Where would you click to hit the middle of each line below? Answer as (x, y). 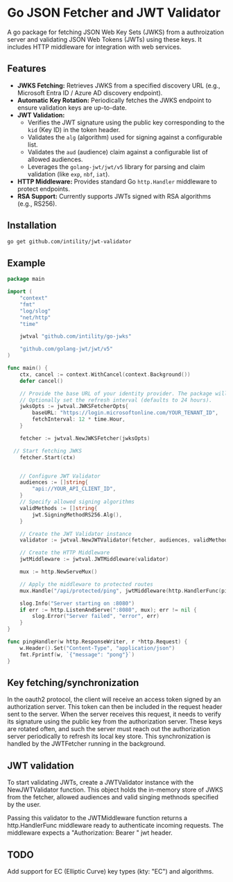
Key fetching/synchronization (73, 683)
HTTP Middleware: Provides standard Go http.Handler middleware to (117, 181)
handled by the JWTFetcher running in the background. (86, 744)
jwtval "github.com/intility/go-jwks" (76, 336)
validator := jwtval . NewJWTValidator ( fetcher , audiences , (105, 540)
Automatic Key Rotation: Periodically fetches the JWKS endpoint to (114, 100)
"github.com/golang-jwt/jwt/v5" (66, 349)
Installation (32, 226)
